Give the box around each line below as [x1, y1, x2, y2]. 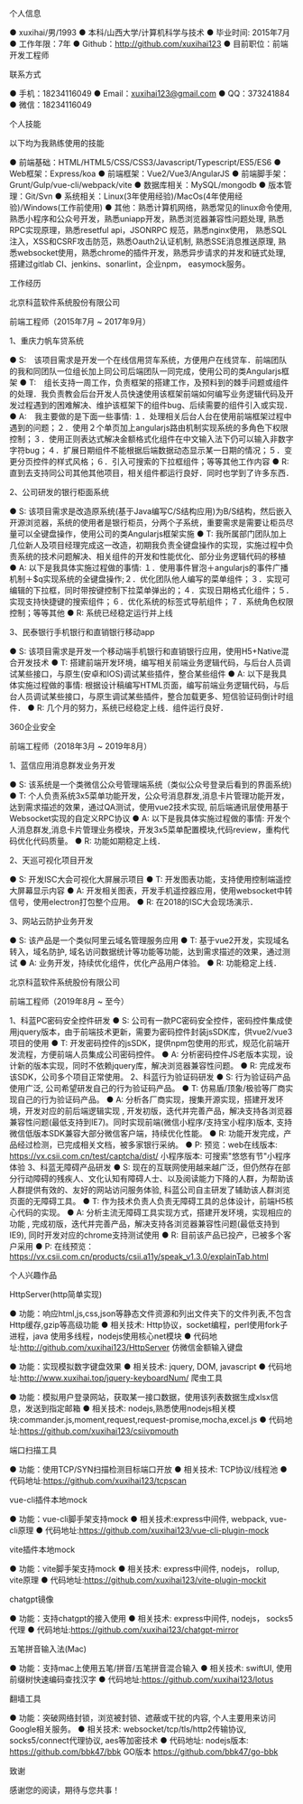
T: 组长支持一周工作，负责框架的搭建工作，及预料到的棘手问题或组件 [28, 378, 289, 388]
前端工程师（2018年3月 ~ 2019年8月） [9, 741, 151, 752]
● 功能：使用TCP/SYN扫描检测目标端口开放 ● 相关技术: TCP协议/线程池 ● [9, 1464, 288, 1474]
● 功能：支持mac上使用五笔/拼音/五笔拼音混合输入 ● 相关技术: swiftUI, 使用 [9, 1663, 293, 1673]
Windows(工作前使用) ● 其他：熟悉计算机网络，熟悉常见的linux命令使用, [23, 202, 293, 212]
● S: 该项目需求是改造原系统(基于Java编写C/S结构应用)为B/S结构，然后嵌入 [9, 506, 292, 517]
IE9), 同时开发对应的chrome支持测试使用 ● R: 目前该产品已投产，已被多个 [9, 1229, 284, 1240]
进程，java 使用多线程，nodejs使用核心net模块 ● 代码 [9, 1331, 210, 1341]
